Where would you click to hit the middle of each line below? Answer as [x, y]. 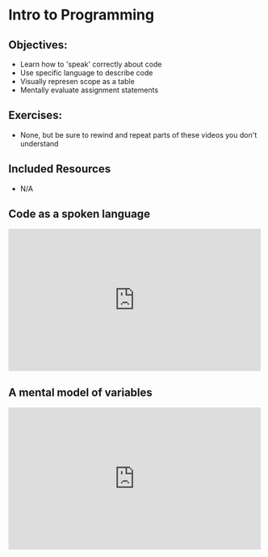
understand [39, 143]
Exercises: [36, 115]
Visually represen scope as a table [77, 81]
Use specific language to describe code [86, 73]
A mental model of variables [81, 392]
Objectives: [38, 45]
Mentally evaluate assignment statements [89, 90]
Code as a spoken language [80, 214]
